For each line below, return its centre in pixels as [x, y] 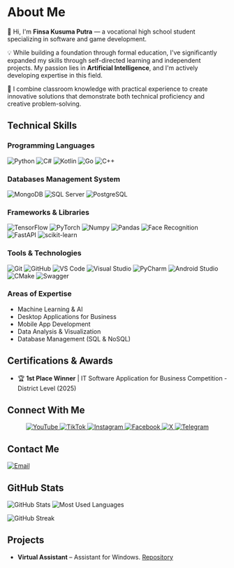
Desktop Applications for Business [67, 316]
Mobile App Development [54, 324]
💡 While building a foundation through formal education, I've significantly [112, 52]
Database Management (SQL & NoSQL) [74, 339]
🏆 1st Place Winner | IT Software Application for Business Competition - [122, 378]
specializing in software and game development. [77, 38]
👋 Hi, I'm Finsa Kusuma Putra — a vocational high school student [101, 31]
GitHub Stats [36, 488]
